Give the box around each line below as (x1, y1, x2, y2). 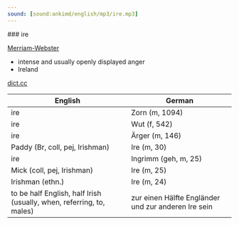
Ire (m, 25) (131, 165, 167, 175)
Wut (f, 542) (131, 119, 173, 128)
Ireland (17, 65, 38, 73)
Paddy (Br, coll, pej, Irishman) (11, 142, 110, 152)
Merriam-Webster (7, 43, 60, 52)
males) (11, 206, 34, 216)
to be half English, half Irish (11, 188, 102, 198)
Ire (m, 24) (131, 177, 167, 187)
